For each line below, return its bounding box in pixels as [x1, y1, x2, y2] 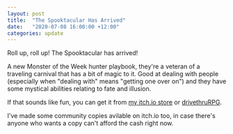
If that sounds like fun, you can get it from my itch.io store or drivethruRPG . [7, 98, 223, 107]
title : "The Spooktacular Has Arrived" [7, 17, 127, 24]
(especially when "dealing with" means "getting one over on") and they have [7, 77, 227, 86]
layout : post [7, 10, 45, 17]
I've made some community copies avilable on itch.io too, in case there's [7, 112, 216, 120]
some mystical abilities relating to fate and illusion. [7, 84, 152, 93]
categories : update [7, 29, 64, 37]
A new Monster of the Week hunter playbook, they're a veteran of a [7, 62, 200, 70]
